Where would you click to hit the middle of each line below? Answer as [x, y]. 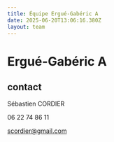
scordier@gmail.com [37, 131]
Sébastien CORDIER [36, 104]
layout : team [26, 27]
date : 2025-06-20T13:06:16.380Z [54, 20]
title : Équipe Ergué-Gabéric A [53, 14]
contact [24, 87]
